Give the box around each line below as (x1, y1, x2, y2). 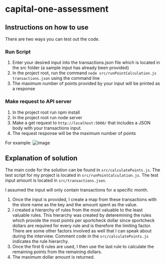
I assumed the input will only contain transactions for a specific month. (5, 187, 149, 193)
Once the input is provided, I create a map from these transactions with (12, 197, 157, 202)
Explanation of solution (5, 154, 78, 162)
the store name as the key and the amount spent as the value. (12, 202, 138, 208)
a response (12, 86, 35, 92)
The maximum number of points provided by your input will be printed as (12, 80, 160, 87)
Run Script (5, 48, 31, 55)
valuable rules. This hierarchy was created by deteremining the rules (12, 212, 152, 218)
